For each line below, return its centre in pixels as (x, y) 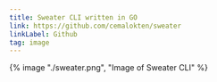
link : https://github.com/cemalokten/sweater (95, 26)
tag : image (29, 42)
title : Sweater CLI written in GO (74, 17)
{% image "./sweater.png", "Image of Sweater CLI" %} (108, 68)
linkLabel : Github (43, 34)
